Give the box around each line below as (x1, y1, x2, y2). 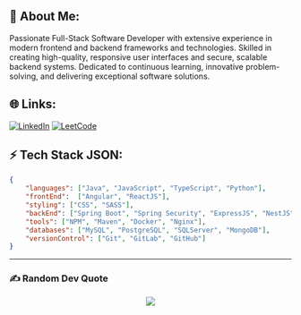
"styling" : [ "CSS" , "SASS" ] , (25, 200, 134, 210)
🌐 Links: (9, 97, 56, 112)
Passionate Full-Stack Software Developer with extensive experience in (9, 32, 273, 43)
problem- (245, 61, 280, 72)
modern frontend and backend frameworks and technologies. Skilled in (9, 42, 272, 53)
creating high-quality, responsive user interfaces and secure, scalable (9, 51, 268, 63)
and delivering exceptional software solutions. (39, 71, 211, 81)
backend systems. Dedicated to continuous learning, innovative (9, 61, 245, 72)
